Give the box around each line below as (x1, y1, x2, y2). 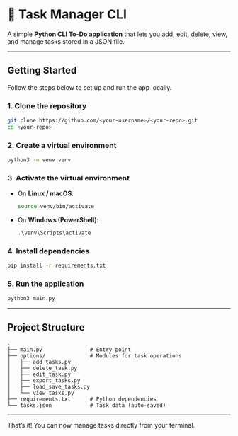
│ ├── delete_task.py (7, 365, 78, 372)
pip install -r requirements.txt (7, 262, 106, 270)
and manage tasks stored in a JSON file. (7, 37, 125, 45)
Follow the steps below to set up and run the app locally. (7, 83, 172, 91)
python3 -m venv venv (7, 156, 72, 163)
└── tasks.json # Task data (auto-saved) (7, 402, 166, 409)
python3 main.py (7, 295, 55, 302)
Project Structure (7, 321, 85, 333)
